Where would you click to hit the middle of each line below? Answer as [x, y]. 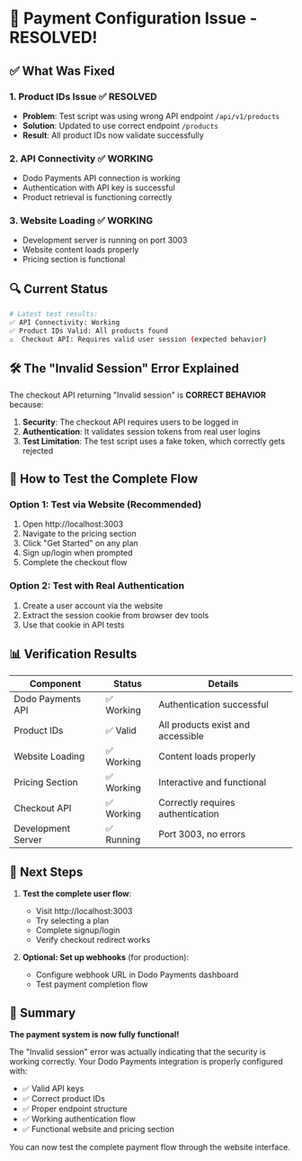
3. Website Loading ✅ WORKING [81, 221]
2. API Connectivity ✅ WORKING [81, 159]
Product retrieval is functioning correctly [97, 197]
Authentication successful [214, 705]
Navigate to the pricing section [79, 534]
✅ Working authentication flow [79, 1119]
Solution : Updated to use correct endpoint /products [120, 125]
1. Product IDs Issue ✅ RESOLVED [83, 96]
